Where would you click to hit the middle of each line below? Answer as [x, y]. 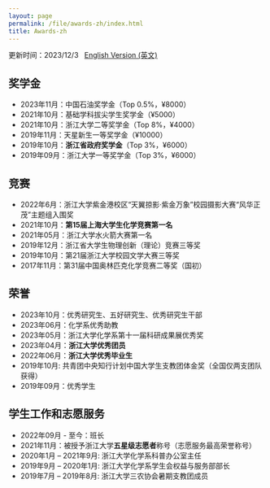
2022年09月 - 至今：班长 [62, 435]
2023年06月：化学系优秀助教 [69, 325]
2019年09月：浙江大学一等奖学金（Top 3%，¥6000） [110, 155]
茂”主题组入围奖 [47, 215]
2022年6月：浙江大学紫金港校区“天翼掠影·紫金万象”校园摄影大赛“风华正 [140, 205]
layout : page [30, 16]
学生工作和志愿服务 [57, 414]
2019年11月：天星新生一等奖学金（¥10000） [94, 135]
